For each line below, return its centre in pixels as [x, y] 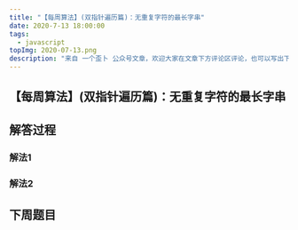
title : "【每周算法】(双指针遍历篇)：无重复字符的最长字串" [107, 17]
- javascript [41, 42]
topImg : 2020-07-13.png [53, 51]
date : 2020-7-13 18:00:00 [57, 26]
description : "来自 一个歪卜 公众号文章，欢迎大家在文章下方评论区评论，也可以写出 [147, 59]
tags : [19, 34]
